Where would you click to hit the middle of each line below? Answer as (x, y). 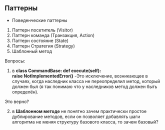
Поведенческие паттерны (40, 20)
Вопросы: (15, 61)
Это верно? (17, 101)
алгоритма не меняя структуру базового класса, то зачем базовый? (85, 121)
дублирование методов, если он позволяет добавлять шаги (76, 116)
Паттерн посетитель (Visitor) (42, 30)
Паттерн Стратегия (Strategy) (43, 46)
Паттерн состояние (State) (40, 40)
